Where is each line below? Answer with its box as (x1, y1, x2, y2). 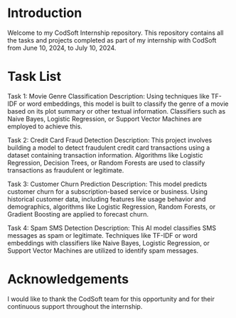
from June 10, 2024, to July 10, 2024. (7, 43, 117, 52)
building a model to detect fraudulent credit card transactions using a (7, 143, 210, 152)
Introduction (7, 5, 82, 21)
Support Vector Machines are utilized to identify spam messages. (7, 246, 199, 255)
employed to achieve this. (7, 122, 83, 131)
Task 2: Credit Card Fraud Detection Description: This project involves (7, 136, 212, 144)
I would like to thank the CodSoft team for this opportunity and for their (7, 295, 215, 303)
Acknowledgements (7, 271, 129, 287)
